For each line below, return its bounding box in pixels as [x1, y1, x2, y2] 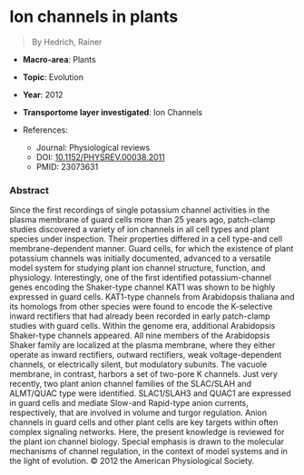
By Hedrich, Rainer [31, 36, 103, 47]
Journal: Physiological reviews [35, 142, 151, 153]
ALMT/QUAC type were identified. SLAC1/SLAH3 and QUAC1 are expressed [9, 388, 292, 399]
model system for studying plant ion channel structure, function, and [9, 262, 266, 273]
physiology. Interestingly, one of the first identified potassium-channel [9, 272, 272, 283]
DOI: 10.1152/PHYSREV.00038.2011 [35, 152, 165, 163]
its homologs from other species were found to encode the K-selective [9, 302, 273, 312]
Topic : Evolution [22, 71, 84, 83]
